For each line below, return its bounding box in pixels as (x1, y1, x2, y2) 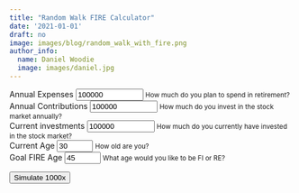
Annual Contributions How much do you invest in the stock (9, 100, 275, 111)
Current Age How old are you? (9, 140, 149, 151)
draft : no (9, 30, 47, 39)
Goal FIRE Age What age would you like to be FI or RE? (9, 152, 226, 162)
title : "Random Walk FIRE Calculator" (9, 13, 155, 23)
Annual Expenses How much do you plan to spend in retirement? (9, 88, 290, 99)
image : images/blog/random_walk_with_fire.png (9, 38, 187, 48)
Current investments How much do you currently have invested (9, 120, 288, 131)
